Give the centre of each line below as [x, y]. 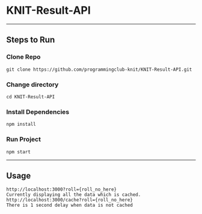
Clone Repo [23, 57]
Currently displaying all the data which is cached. [74, 195]
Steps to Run [31, 40]
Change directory [32, 85]
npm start [19, 152]
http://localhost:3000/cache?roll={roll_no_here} [70, 200]
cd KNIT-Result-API [31, 97]
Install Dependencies [38, 111]
